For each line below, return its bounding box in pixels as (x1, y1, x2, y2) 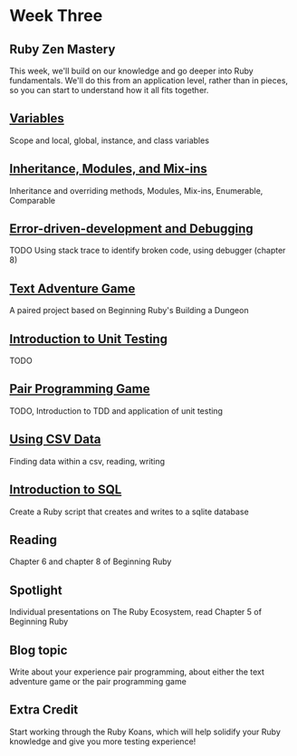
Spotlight (9, 582, 63, 598)
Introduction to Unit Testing (9, 331, 168, 347)
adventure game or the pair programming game (9, 675, 187, 686)
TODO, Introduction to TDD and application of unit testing (9, 405, 224, 416)
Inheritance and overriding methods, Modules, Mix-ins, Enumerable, (9, 185, 263, 196)
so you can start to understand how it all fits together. (9, 85, 209, 95)
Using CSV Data (9, 432, 101, 447)
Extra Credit (9, 703, 79, 718)
